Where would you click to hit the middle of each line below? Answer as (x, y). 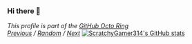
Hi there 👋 (24, 11)
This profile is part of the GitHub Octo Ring (68, 26)
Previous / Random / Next (44, 33)
